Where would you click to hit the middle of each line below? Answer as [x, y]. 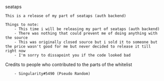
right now [15, 51]
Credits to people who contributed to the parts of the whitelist [69, 64]
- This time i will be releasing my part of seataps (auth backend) [87, 29]
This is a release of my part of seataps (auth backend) [66, 16]
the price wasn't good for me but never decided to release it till [78, 46]
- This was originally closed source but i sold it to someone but [86, 42]
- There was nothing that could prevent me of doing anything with [86, 33]
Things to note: [22, 24]
